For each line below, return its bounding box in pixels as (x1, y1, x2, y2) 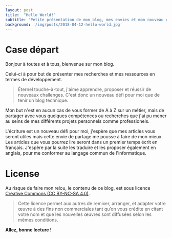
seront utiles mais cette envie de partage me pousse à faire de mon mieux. (5, 134, 163, 140)
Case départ (5, 44, 59, 56)
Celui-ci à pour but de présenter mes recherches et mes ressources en (5, 71, 155, 77)
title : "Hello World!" (5, 12, 56, 17)
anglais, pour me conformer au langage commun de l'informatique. (5, 150, 147, 156)
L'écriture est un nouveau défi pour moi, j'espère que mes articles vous (5, 128, 156, 134)
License (5, 168, 40, 180)
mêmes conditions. (17, 217, 58, 223)
